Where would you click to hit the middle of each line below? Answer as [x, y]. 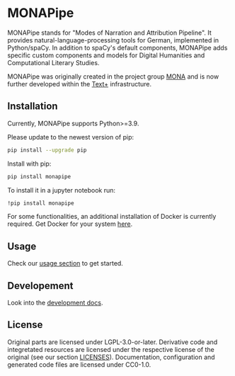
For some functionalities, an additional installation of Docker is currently [112, 217]
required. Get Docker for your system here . [70, 224]
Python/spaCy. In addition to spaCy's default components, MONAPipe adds [117, 47]
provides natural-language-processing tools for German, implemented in [113, 40]
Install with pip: [29, 164]
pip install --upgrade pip [47, 150]
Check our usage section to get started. [65, 263]
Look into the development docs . [55, 303]
